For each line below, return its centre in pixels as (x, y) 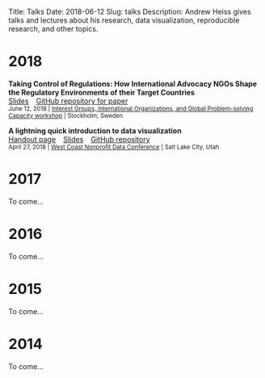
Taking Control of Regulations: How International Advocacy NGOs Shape (132, 83)
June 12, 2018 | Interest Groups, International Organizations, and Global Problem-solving (131, 108)
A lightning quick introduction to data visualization (95, 130)
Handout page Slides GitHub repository (80, 139)
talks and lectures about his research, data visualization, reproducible (124, 20)
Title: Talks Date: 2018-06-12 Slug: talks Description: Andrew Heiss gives (130, 12)
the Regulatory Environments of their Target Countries (102, 92)
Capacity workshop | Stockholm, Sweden (66, 115)
